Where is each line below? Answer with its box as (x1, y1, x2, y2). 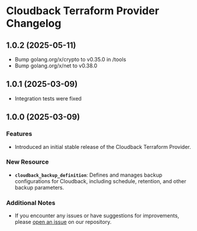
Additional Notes (6, 199, 56, 207)
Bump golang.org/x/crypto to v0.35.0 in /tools (14, 56, 127, 63)
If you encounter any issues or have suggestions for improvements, (14, 212, 179, 219)
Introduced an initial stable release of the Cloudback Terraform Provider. (14, 143, 191, 150)
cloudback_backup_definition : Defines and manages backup (14, 171, 163, 178)
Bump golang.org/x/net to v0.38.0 (14, 62, 98, 69)
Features (6, 130, 33, 138)
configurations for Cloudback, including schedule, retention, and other (14, 177, 186, 184)
